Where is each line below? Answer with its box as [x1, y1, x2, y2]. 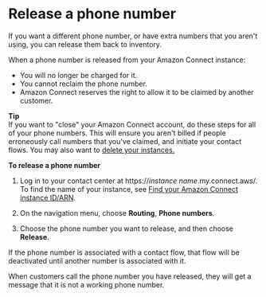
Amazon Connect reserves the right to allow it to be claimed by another [19, 87, 254, 96]
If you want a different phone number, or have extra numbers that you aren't [8, 31, 258, 41]
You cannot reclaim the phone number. [19, 79, 147, 88]
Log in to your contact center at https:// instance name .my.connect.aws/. [19, 176, 258, 186]
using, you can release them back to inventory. [8, 39, 162, 49]
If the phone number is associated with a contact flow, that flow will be [8, 248, 241, 257]
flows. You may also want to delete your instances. [8, 145, 175, 154]
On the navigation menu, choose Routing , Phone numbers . [19, 208, 215, 217]
